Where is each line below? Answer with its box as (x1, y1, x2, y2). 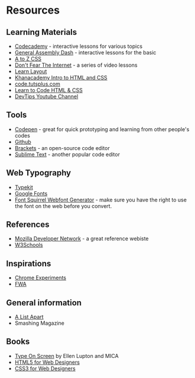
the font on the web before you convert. (14, 202, 112, 210)
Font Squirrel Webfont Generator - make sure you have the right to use (14, 196, 187, 203)
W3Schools (14, 242, 43, 249)
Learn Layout (14, 68, 47, 74)
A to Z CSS (14, 56, 42, 62)
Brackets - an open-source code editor (14, 144, 110, 151)
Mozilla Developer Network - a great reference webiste (14, 235, 149, 242)
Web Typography (6, 168, 71, 178)
